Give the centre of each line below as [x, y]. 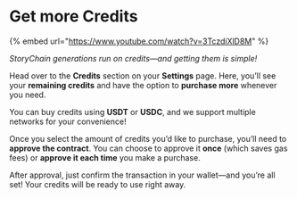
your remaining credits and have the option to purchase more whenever [143, 85]
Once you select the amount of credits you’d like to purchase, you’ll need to [148, 138]
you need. [28, 95]
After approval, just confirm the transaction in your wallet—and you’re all [142, 175]
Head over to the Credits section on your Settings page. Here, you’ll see [143, 75]
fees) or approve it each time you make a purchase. [105, 157]
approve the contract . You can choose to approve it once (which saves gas [148, 148]
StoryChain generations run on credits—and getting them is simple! [133, 58]
